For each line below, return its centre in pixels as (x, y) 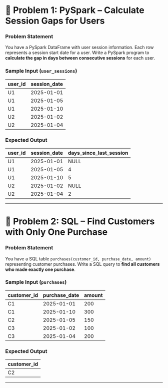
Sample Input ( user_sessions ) (41, 71)
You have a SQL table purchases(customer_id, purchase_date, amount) (78, 259)
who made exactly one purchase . (40, 269)
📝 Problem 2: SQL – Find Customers (80, 222)
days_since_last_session (98, 153)
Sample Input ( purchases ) (36, 282)
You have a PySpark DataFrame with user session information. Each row (79, 48)
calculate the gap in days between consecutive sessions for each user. (80, 58)
